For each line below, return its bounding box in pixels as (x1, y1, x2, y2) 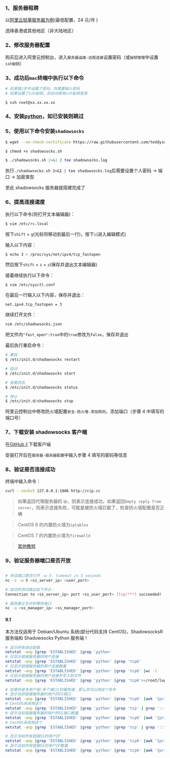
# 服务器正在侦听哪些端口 (5, 601, 52, 606)
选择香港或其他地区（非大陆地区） (5, 28, 76, 34)
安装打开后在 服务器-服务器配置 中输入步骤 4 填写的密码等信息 (5, 452, 127, 458)
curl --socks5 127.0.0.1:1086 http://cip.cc (5, 488, 101, 493)
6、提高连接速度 (5, 198, 46, 206)
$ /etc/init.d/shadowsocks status (5, 385, 78, 390)
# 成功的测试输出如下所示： (5, 587, 56, 592)
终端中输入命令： (5, 478, 41, 484)
